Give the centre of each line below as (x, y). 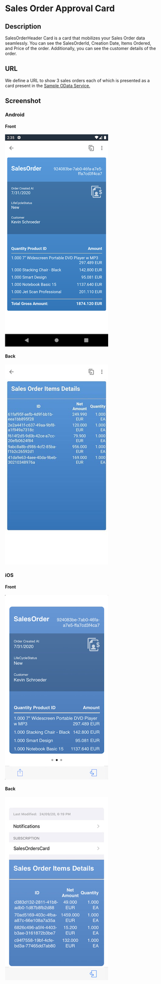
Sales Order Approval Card (60, 8)
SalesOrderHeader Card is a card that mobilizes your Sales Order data (75, 38)
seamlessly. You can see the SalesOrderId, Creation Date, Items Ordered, (78, 43)
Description (23, 26)
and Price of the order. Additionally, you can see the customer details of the (80, 48)
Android (15, 115)
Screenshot (23, 101)
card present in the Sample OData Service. (48, 85)
